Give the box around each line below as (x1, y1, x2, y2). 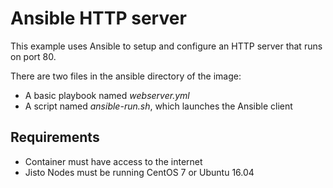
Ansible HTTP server (10, 7, 187, 30)
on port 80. (10, 50, 57, 62)
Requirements (10, 129, 100, 146)
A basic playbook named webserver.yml (24, 89, 190, 101)
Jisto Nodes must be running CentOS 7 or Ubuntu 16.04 (24, 166, 255, 178)
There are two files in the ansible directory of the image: (10, 70, 242, 82)
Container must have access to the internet (24, 155, 203, 167)
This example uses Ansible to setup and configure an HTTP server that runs (10, 40, 323, 52)
